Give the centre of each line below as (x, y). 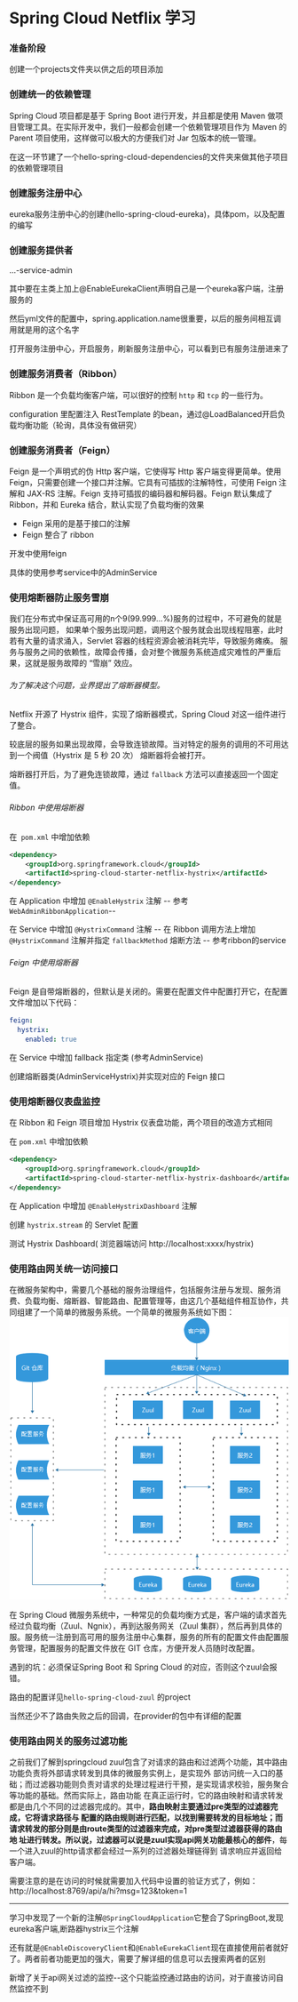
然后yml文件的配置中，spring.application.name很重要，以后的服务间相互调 (145, 319)
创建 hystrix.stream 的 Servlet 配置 (74, 1224)
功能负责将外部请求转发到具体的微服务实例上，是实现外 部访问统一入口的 (142, 1774)
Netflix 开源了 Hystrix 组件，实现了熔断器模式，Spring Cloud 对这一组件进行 (148, 714)
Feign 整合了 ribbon (58, 534)
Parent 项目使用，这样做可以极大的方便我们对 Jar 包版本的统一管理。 (135, 138)
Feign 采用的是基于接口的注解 (76, 523)
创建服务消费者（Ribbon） (66, 374)
